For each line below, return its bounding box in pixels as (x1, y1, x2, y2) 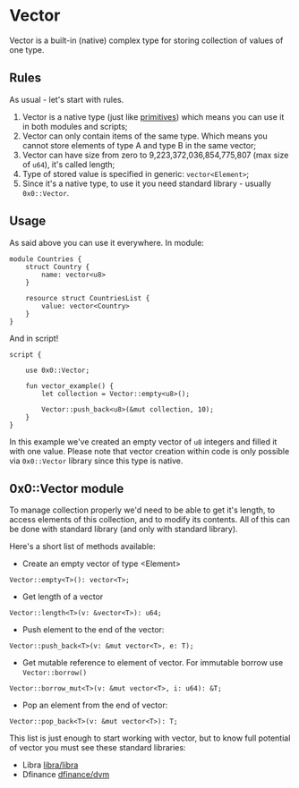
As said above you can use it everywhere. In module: (9, 237, 204, 248)
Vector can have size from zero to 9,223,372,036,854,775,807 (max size (21, 149, 289, 160)
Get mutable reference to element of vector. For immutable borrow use (21, 657, 284, 668)
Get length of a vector (21, 591, 104, 602)
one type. (9, 44, 45, 55)
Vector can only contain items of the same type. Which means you (21, 131, 268, 141)
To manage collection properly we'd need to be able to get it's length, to (9, 504, 276, 515)
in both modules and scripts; (21, 121, 128, 131)
